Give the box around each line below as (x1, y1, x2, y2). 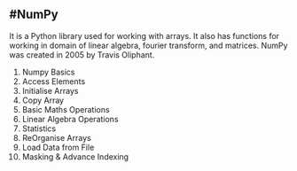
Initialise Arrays (21, 85, 79, 96)
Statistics (21, 123, 57, 134)
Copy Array (21, 95, 65, 105)
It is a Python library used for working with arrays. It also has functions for (9, 30, 280, 41)
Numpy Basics (21, 66, 75, 77)
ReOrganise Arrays (21, 132, 91, 143)
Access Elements (21, 75, 86, 87)
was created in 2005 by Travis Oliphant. (9, 49, 155, 60)
